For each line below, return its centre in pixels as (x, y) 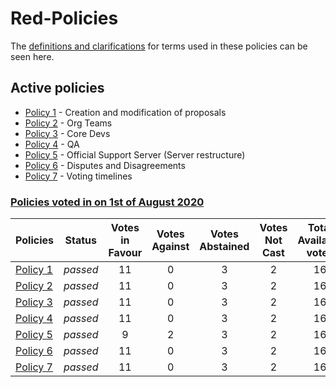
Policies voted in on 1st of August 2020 (107, 202)
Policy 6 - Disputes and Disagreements (105, 165)
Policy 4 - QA (52, 144)
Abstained (224, 247)
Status (80, 240)
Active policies (57, 88)
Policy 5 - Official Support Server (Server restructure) (135, 154)
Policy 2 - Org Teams (68, 123)
